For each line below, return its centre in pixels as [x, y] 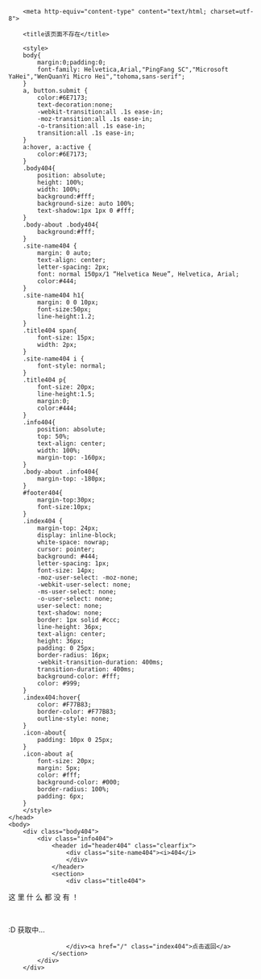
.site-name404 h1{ [54, 295]
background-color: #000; [79, 782]
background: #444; [68, 556]
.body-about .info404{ [61, 472]
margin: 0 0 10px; [68, 302]
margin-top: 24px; [68, 528]
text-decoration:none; [75, 105]
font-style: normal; [72, 366]
